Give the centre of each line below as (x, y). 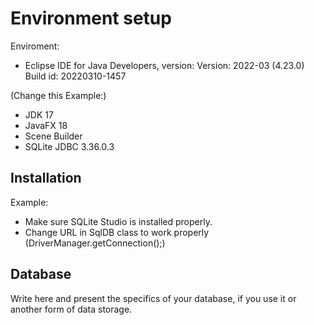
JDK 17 (39, 114)
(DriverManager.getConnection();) (95, 243)
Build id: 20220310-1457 (75, 76)
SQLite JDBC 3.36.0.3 (69, 146)
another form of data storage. (71, 309)
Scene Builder (53, 136)
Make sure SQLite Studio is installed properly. (118, 221)
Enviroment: (35, 46)
